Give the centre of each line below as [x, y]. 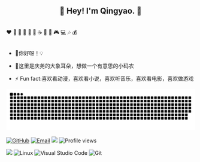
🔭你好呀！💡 [29, 53]
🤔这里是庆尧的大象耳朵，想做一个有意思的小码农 [74, 66]
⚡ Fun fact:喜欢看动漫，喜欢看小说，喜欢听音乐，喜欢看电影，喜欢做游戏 [104, 78]
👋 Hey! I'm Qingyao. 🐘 [101, 11]
